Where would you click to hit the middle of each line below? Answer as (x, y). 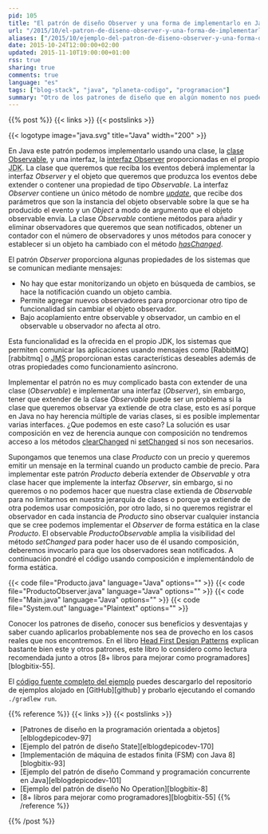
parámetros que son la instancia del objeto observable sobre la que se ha (129, 202)
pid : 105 (23, 16)
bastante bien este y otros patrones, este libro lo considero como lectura (128, 649)
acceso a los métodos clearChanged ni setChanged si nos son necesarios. (131, 442)
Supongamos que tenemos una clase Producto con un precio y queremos (129, 457)
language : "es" (33, 82)
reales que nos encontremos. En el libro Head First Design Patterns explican (134, 641)
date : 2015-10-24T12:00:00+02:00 (64, 45)
